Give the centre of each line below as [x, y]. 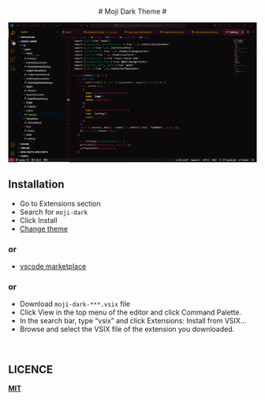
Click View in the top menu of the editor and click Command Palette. [131, 312]
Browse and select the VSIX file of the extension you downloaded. [127, 329]
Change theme [44, 228]
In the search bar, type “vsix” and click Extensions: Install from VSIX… [133, 321]
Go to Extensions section [60, 203]
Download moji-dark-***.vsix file [75, 304]
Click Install [38, 220]
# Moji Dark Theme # [132, 11]
